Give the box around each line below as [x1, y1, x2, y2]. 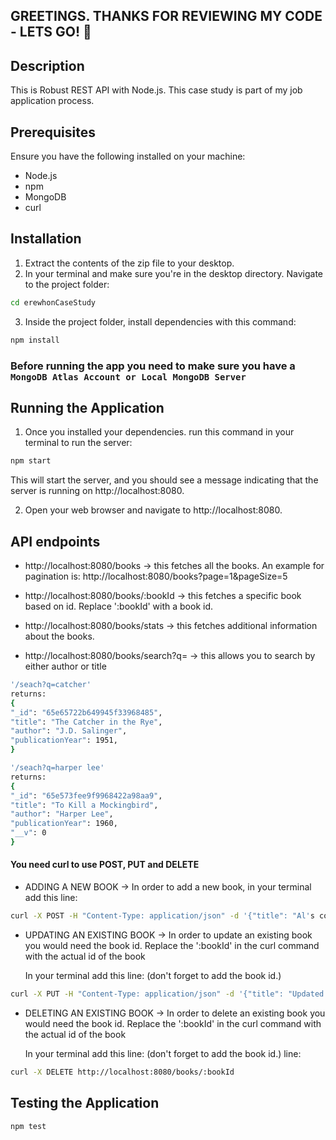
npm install [10, 335, 60, 345]
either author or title [24, 660, 107, 672]
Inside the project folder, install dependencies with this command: [24, 315, 297, 328]
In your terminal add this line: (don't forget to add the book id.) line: [24, 1047, 302, 1059]
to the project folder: [24, 278, 110, 290]
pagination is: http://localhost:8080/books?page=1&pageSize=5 [24, 570, 288, 582]
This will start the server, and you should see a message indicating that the [10, 474, 319, 486]
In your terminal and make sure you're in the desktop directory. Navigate [24, 267, 324, 279]
